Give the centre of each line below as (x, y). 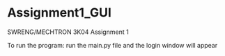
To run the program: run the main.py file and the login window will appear (113, 45)
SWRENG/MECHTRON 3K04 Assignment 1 (68, 32)
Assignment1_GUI (59, 13)
